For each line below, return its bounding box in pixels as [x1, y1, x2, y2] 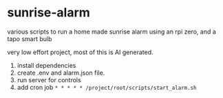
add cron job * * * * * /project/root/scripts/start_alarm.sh [17, 83, 197, 91]
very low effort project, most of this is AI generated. [7, 48, 153, 56]
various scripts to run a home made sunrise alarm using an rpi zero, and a [7, 27, 217, 36]
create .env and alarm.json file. [17, 69, 105, 77]
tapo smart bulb [7, 34, 52, 42]
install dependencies [17, 61, 76, 69]
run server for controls [17, 75, 81, 84]
